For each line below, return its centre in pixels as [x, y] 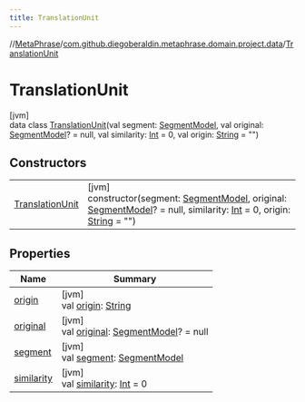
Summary [135, 279]
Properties [40, 254]
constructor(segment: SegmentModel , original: [187, 199]
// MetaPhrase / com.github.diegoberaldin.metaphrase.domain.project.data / [148, 44]
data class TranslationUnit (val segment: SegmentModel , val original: [137, 124]
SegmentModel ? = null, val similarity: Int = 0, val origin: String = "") [134, 134]
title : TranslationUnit [54, 18]
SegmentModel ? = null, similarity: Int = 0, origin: [189, 210]
